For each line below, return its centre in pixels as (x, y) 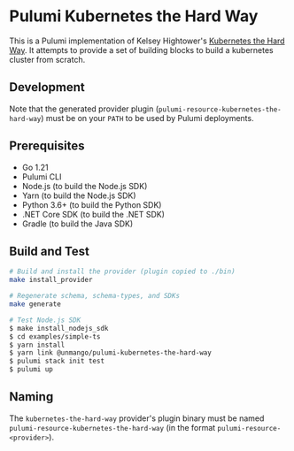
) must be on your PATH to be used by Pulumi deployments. (147, 118)
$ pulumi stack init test (57, 361)
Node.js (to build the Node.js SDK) (85, 186)
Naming (31, 397)
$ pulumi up (31, 370)
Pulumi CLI (42, 176)
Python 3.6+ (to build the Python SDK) (92, 204)
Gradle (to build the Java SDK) (77, 224)
